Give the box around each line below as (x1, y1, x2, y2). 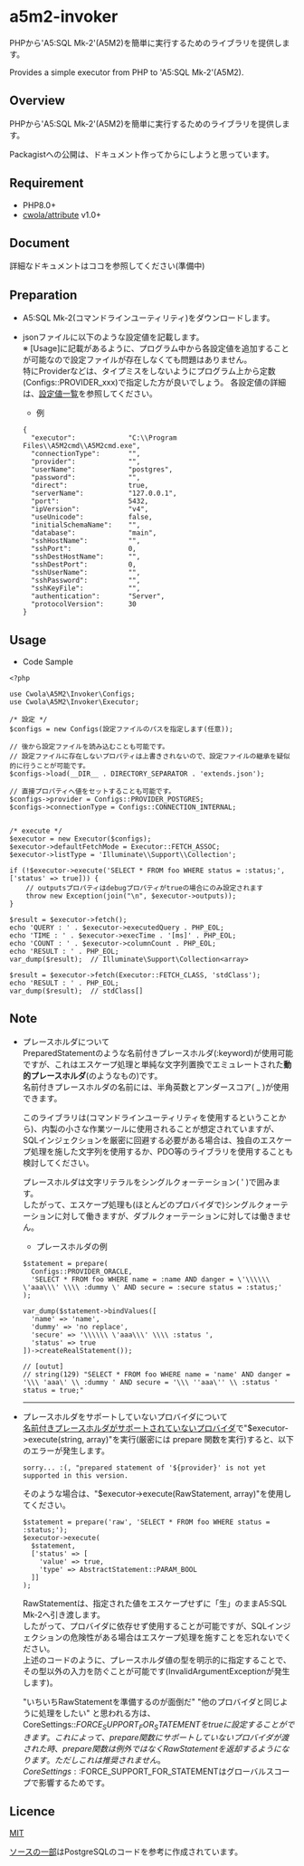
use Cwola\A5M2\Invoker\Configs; (9, 690, 136, 699)
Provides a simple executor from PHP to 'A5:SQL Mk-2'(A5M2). (9, 66, 244, 78)
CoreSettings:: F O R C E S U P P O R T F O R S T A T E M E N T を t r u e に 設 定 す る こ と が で (22, 1718, 295, 1732)
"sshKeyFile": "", (31, 584, 141, 594)
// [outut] (22, 1362, 64, 1371)
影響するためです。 (38, 1776, 110, 1788)
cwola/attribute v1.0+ (22, 209, 101, 220)
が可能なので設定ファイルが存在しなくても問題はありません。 (22, 355, 252, 366)
